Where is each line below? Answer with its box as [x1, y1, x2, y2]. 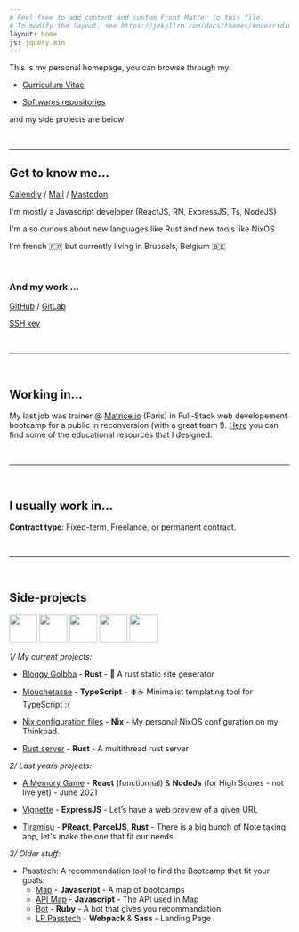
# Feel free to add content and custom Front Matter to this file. [9, 12, 265, 22]
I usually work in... [9, 498, 114, 513]
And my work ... [9, 280, 80, 293]
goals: [21, 874, 45, 886]
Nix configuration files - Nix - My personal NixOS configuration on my [21, 716, 279, 726]
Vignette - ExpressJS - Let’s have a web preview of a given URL [21, 804, 258, 814]
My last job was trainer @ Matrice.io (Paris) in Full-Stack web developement [9, 410, 287, 421]
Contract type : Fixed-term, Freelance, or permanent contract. [9, 522, 237, 532]
